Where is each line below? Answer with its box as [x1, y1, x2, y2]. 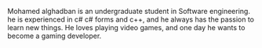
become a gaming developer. [7, 31, 102, 40]
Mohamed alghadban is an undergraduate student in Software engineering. [7, 7, 250, 15]
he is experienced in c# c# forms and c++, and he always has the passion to [7, 15, 254, 24]
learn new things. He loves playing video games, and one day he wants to [7, 23, 246, 32]
